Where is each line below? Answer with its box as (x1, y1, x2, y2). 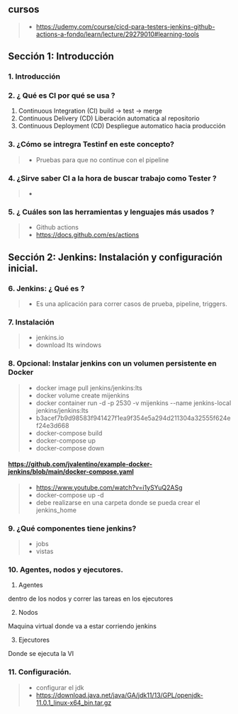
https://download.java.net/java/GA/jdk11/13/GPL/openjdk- (35, 691, 204, 699)
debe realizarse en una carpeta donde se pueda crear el (35, 498, 200, 506)
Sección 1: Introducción (8, 50, 114, 62)
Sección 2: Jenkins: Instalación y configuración (8, 251, 222, 263)
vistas (35, 547, 54, 556)
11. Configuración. (8, 667, 72, 677)
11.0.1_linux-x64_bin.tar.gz (35, 698, 112, 707)
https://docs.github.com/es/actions (35, 231, 140, 239)
